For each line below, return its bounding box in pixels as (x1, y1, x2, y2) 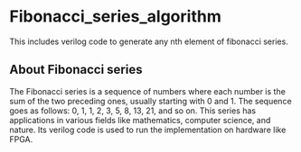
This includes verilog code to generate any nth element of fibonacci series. (9, 36, 289, 47)
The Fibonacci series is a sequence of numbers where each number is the (9, 85, 287, 96)
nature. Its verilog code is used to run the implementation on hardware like (9, 124, 287, 135)
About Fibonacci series (9, 62, 143, 77)
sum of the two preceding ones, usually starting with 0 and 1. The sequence (9, 95, 292, 106)
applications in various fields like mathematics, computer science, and (9, 114, 271, 125)
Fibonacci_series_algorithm (9, 6, 221, 27)
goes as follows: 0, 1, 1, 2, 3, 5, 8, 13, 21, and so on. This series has (9, 105, 256, 116)
